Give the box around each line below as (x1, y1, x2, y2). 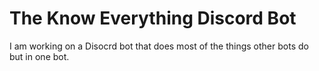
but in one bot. (9, 50, 70, 62)
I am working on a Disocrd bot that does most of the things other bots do (9, 40, 309, 52)
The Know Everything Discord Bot (9, 7, 297, 30)
